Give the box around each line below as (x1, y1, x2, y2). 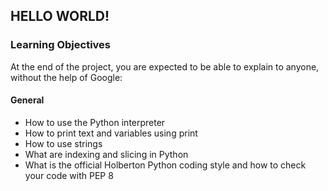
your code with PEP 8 (24, 169, 114, 181)
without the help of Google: (10, 71, 123, 83)
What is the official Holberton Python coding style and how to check (24, 159, 307, 171)
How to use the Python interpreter (24, 116, 166, 128)
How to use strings (24, 137, 103, 149)
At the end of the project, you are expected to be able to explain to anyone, (10, 60, 320, 73)
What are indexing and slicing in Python (24, 148, 189, 160)
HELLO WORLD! (10, 8, 110, 25)
